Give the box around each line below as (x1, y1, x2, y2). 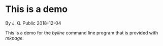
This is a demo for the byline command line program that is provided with (5, 29, 158, 35)
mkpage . (5, 35, 24, 41)
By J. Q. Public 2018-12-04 (5, 20, 61, 26)
